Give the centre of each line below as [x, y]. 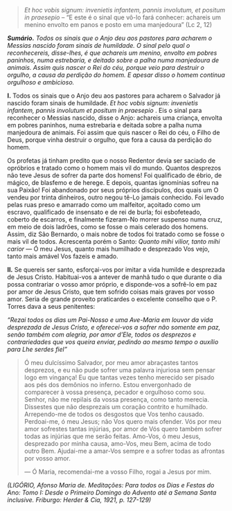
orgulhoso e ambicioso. [41, 82]
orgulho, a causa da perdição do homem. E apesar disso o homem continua [116, 75]
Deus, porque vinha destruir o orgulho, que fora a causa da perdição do [109, 140]
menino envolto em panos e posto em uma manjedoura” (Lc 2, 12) [118, 25]
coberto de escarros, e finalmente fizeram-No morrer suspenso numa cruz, [115, 219]
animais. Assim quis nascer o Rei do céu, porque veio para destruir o [106, 68]
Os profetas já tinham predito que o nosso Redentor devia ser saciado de [111, 161]
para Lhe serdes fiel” [37, 349]
